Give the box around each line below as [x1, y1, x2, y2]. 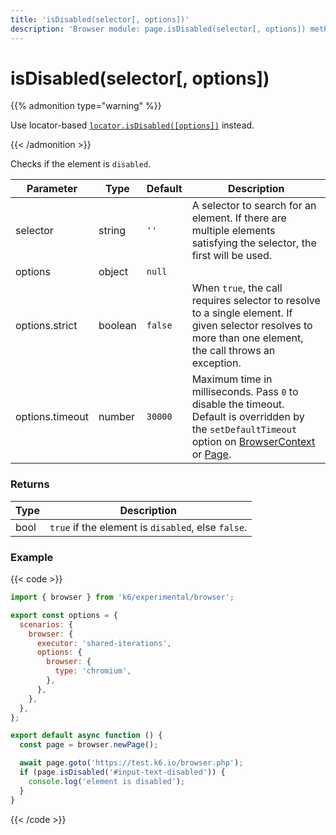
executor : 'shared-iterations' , [36, 638, 172, 648]
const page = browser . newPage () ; [19, 740, 159, 750]
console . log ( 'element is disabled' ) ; [28, 776, 186, 786]
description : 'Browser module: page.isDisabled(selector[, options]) [10, 24, 307, 34]
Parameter [26, 182, 78, 196]
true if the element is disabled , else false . [49, 520, 248, 534]
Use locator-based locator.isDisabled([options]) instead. [10, 119, 255, 131]
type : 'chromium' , [54, 666, 132, 676]
